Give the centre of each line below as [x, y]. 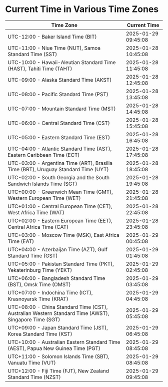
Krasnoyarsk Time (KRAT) [38, 299]
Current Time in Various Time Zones [82, 9]
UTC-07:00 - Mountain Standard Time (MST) [62, 109]
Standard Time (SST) [32, 54]
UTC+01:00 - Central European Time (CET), [60, 206]
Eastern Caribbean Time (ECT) [44, 155]
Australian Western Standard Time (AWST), [58, 313]
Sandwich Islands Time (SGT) [42, 184]
